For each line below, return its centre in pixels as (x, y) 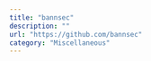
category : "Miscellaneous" (60, 43)
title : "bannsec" (42, 17)
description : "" (40, 26)
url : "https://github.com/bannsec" (76, 34)
